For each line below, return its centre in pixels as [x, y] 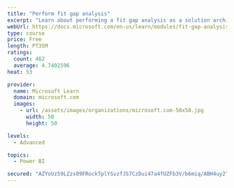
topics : [18, 155]
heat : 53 [20, 72]
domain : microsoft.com [46, 97]
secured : [20, 174]
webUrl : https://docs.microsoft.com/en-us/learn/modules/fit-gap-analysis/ [119, 26]
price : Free [24, 40]
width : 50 [40, 117]
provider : [22, 84]
